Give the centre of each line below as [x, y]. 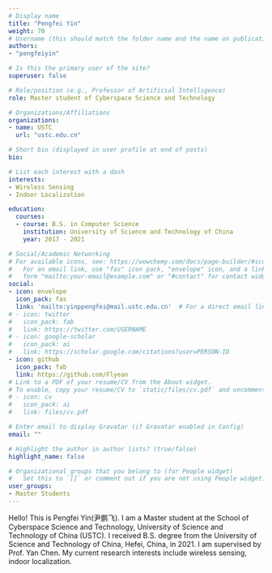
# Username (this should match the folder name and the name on [119, 38]
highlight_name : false [47, 456]
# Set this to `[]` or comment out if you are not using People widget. [137, 479]
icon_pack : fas [41, 299]
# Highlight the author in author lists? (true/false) [103, 449]
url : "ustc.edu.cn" [49, 135]
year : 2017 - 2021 [54, 239]
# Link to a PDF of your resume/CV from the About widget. [110, 382]
